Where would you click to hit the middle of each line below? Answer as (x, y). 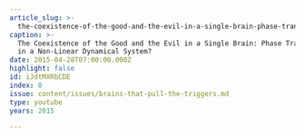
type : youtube (36, 102)
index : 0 (26, 85)
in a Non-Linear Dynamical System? (85, 52)
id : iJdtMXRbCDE (40, 77)
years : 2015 (32, 111)
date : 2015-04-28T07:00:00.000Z (70, 60)
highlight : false (42, 69)
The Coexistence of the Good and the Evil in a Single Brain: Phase (150, 43)
